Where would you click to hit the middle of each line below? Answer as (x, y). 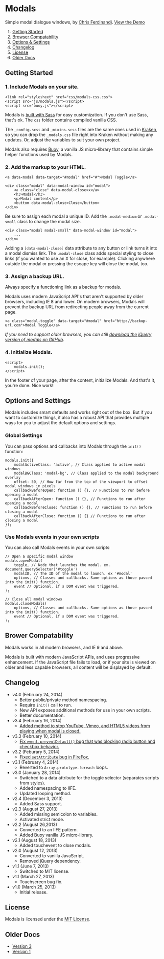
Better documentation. (42, 715)
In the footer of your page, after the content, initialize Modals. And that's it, (80, 380)
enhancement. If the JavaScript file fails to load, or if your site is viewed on (80, 662)
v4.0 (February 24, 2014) (37, 694)
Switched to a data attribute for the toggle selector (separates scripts (89, 777)
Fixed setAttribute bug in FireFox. (54, 757)
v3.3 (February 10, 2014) (37, 736)
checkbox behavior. (39, 746)
